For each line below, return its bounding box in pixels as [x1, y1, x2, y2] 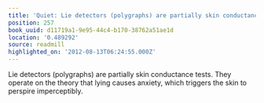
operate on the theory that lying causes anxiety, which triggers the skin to [8, 78, 247, 87]
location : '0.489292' [8, 33, 79, 42]
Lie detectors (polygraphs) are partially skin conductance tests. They [8, 70, 232, 79]
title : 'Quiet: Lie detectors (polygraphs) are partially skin [8, 11, 220, 20]
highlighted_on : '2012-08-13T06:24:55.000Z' [8, 48, 156, 56]
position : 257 [8, 19, 55, 27]
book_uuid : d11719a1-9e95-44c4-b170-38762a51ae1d [8, 26, 174, 34]
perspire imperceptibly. [8, 86, 83, 95]
